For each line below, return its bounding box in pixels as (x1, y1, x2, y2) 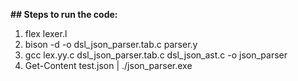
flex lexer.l (24, 28, 68, 39)
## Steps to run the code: (10, 9, 118, 20)
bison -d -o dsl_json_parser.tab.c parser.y (24, 39, 198, 50)
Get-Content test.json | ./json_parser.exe (24, 60, 193, 71)
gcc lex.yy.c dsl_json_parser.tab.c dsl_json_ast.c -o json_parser (24, 49, 288, 61)
